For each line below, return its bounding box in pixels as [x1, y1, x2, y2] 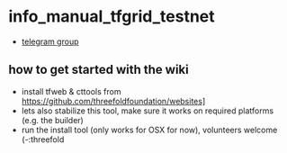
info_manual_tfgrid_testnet [8, 6, 215, 27]
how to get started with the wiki [8, 62, 190, 77]
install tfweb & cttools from [21, 85, 121, 96]
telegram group [21, 36, 79, 47]
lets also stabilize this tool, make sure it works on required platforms [21, 105, 274, 116]
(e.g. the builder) [21, 114, 85, 125]
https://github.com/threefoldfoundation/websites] [21, 95, 206, 106]
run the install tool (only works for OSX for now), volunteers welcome [21, 124, 278, 135]
